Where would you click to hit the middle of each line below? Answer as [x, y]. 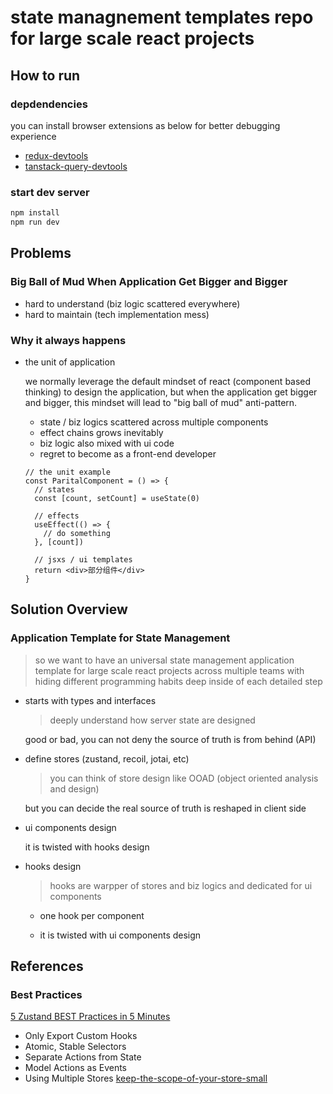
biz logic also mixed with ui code [107, 443]
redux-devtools [56, 155]
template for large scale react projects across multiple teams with [169, 670]
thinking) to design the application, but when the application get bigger [171, 392]
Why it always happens [68, 340]
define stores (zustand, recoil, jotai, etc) [107, 758]
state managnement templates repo [162, 17]
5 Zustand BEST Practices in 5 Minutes [90, 1017]
